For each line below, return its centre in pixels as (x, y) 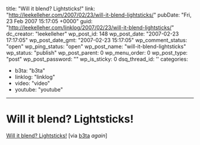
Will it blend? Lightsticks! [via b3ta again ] (57, 135)
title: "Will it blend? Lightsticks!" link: (51, 9)
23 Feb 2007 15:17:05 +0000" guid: (49, 21)
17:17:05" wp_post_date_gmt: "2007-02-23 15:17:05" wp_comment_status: (97, 40)
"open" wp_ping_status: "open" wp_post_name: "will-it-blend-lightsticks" (96, 46)
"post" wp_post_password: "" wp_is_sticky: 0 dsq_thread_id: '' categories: (97, 59)
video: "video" (32, 83)
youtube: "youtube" (39, 89)
